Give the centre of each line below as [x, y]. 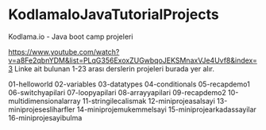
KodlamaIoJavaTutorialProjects [114, 15]
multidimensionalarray [44, 101]
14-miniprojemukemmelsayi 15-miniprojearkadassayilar [166, 109]
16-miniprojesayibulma [45, 117]
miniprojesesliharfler [42, 109]
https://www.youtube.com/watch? [64, 52]
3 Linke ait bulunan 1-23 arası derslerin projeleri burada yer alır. [111, 68]
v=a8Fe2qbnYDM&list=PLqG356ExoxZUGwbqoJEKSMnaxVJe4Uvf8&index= [133, 60]
